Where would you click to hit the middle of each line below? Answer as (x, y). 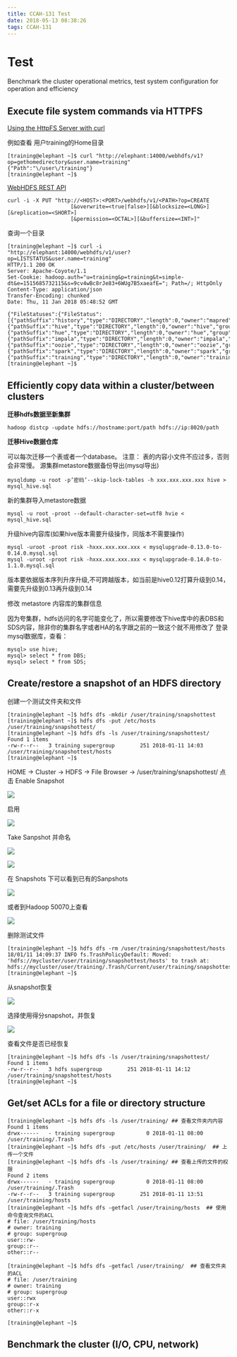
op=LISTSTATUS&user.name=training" (60, 259)
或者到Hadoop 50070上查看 (48, 907)
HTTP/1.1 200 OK (31, 265)
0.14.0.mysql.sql (33, 553)
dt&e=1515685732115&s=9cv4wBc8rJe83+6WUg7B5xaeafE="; (88, 284)
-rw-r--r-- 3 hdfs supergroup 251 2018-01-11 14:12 (99, 1069)
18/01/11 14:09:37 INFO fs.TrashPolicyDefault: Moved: (90, 954)
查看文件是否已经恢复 (38, 1043)
